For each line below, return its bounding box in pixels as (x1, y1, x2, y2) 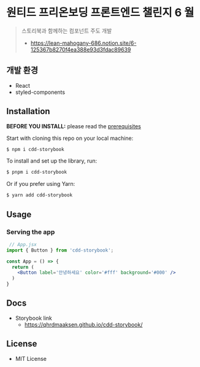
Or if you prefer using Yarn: (6, 180, 75, 188)
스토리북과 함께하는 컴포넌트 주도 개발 (21, 27, 112, 34)
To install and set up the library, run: (6, 157, 98, 164)
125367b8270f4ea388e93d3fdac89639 (30, 45, 131, 53)
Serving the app (6, 228, 55, 236)
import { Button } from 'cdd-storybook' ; (6, 247, 114, 253)
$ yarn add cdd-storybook (6, 192, 72, 198)
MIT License (15, 355, 47, 362)
